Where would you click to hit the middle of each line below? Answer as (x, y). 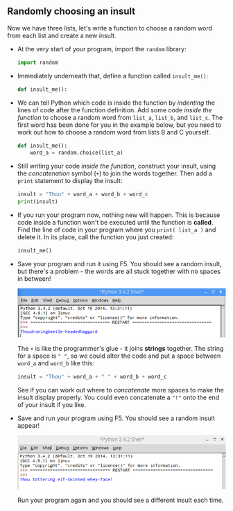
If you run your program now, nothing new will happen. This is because (119, 215)
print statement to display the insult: (70, 181)
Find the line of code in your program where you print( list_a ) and (116, 230)
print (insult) (37, 202)
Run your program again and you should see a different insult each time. (120, 500)
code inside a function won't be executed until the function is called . (115, 223)
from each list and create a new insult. (62, 35)
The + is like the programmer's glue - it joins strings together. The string (120, 348)
